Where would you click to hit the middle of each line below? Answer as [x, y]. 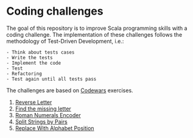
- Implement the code [34, 63]
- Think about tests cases [40, 52]
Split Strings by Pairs [41, 122]
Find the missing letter [43, 109]
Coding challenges [55, 11]
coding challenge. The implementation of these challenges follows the [94, 34]
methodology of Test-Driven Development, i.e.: [65, 41]
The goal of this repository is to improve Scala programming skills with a [97, 28]
